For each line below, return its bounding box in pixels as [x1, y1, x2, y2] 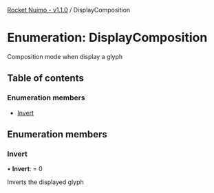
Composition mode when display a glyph [7, 52, 122, 60]
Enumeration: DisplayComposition [7, 30, 208, 45]
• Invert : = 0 [7, 165, 43, 173]
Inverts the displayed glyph [7, 178, 84, 186]
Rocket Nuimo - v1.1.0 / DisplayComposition [7, 6, 131, 14]
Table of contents [7, 72, 84, 84]
